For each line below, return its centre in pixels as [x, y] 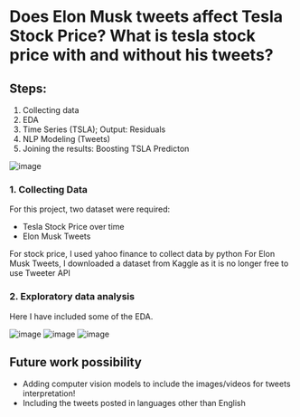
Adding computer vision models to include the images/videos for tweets [156, 384]
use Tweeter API [40, 273]
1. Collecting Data [48, 189]
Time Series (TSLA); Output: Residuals [94, 129]
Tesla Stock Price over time [73, 227]
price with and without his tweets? [141, 55]
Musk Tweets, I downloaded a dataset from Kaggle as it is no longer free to [149, 263]
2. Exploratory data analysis [72, 297]
